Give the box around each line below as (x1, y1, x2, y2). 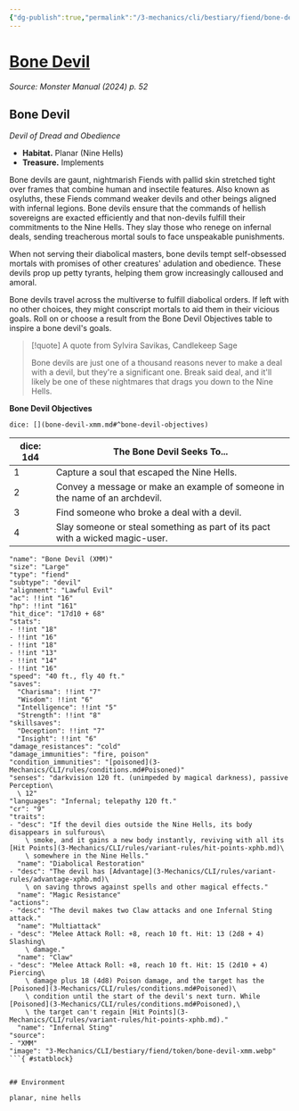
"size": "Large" (9, 563, 69, 572)
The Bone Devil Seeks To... (112, 445, 229, 458)
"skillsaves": (9, 719, 62, 728)
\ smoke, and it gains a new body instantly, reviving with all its (25, 836, 285, 845)
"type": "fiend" (9, 570, 69, 580)
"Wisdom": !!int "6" (17, 695, 93, 705)
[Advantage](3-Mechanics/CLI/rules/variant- (108, 867, 277, 876)
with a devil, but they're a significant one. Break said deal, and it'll (30, 367, 272, 377)
